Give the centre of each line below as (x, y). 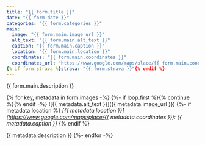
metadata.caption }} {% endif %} (48, 124)
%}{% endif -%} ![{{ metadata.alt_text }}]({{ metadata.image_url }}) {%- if (99, 104)
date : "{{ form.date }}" (38, 18)
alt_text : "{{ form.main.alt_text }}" (61, 40)
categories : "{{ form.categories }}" (54, 23)
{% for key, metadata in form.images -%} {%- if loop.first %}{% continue (98, 97)
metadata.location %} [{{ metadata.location (61, 111)
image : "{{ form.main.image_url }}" (58, 35)
